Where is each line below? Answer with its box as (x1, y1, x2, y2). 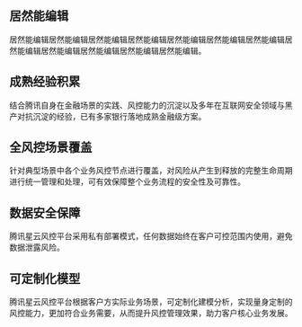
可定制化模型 (9, 270, 81, 286)
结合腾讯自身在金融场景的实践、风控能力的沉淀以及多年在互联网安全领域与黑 (9, 100, 293, 110)
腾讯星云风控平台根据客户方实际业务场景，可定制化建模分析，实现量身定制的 (9, 296, 293, 307)
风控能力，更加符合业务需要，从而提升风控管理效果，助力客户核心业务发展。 (9, 308, 293, 319)
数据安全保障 (9, 205, 81, 220)
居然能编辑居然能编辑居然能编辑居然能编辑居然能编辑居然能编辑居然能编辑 (9, 34, 285, 45)
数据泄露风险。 (9, 242, 65, 253)
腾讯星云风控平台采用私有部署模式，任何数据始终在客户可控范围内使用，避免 (9, 231, 293, 242)
